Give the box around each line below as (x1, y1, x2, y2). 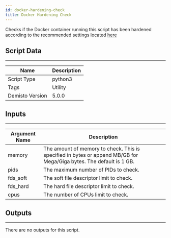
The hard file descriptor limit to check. (43, 183, 134, 190)
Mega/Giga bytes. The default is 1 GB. (43, 158, 135, 165)
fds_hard (8, 183, 29, 190)
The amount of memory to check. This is (43, 145, 140, 152)
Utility (52, 84, 66, 91)
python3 (52, 76, 72, 83)
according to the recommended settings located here (5, 32, 117, 38)
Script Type (8, 76, 36, 83)
